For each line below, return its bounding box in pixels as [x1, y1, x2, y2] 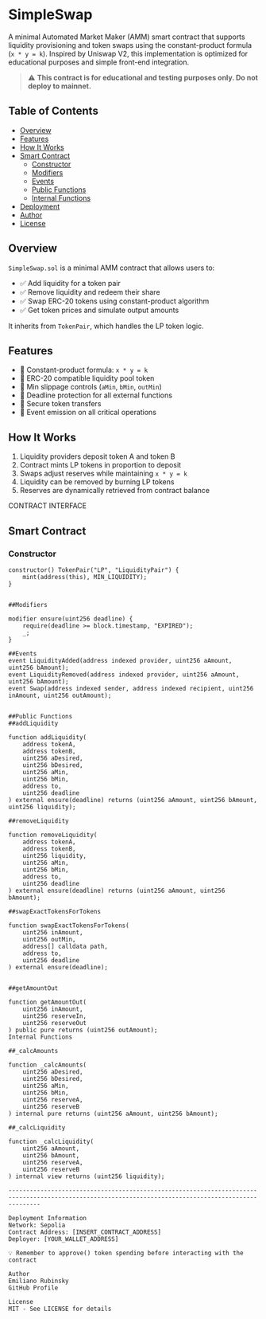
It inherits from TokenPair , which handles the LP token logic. [8, 321, 204, 331]
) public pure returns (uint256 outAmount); [8, 1026, 158, 1034]
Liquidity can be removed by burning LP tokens [19, 477, 175, 487]
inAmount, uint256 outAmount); [8, 691, 112, 699]
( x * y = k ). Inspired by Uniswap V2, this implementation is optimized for [8, 49, 249, 58]
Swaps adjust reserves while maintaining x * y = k [19, 468, 188, 479]
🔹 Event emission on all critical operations [19, 408, 157, 417]
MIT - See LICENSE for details [8, 1305, 112, 1313]
